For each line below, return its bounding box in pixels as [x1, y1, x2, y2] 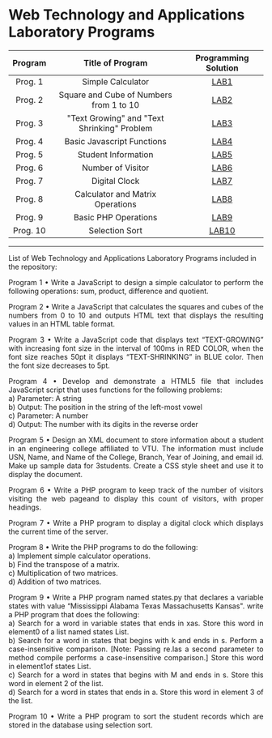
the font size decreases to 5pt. [8, 360, 111, 370]
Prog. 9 [15, 211, 44, 223]
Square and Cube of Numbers [58, 89, 172, 100]
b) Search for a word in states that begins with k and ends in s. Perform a [8, 635, 264, 645]
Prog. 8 [15, 193, 44, 204]
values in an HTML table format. [8, 318, 116, 329]
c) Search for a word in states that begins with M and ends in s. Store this [8, 670, 264, 680]
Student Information [77, 148, 154, 160]
